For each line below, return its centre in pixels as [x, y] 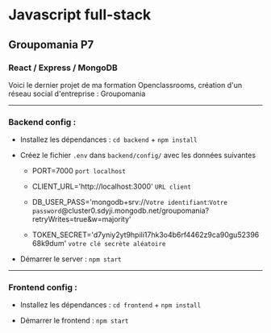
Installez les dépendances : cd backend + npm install [108, 139]
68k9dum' [49, 244]
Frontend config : [43, 288]
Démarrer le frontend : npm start [74, 321]
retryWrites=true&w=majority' [81, 219]
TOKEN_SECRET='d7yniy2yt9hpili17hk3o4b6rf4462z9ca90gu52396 [146, 235]
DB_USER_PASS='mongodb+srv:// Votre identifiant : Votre [130, 202]
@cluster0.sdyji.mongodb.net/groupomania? [135, 210]
